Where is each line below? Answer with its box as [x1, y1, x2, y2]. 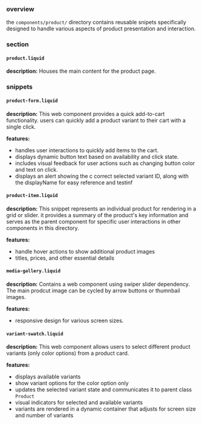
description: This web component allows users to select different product [6, 343, 191, 351]
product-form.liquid [6, 98, 59, 104]
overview [6, 5, 34, 13]
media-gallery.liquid [6, 268, 61, 274]
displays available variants [15, 373, 81, 380]
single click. [6, 123, 36, 130]
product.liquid [6, 55, 45, 61]
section [6, 40, 29, 49]
